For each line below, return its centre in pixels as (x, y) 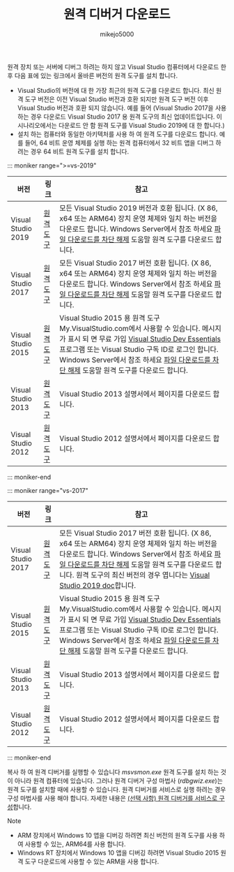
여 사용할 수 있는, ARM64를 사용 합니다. (71, 844)
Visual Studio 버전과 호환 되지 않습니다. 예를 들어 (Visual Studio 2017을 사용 (122, 108)
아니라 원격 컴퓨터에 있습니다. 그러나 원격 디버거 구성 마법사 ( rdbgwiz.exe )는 (118, 781)
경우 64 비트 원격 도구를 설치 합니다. (80, 152)
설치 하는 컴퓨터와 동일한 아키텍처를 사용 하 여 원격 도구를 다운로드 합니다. (117, 134)
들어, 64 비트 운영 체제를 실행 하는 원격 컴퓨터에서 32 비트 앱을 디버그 (119, 142)
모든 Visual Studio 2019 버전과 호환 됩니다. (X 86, (138, 208)
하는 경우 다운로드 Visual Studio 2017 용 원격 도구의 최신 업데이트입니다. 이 (120, 117)
